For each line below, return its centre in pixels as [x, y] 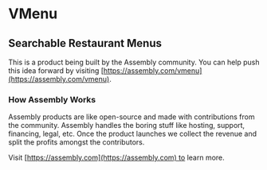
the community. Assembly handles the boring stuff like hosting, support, [127, 126]
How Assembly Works [52, 99]
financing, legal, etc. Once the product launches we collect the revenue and [133, 134]
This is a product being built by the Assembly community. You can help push [134, 62]
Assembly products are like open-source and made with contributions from [132, 117]
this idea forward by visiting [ [56, 71]
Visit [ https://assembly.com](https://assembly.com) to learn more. [116, 158]
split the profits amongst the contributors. [77, 142]
